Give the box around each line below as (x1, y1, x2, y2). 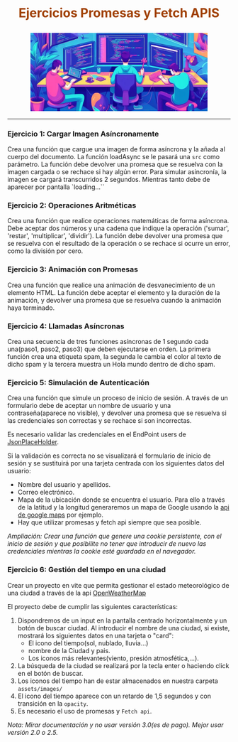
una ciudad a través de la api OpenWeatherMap (7, 588, 147, 597)
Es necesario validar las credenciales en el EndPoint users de (7, 430, 186, 439)
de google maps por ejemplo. (17, 510, 104, 520)
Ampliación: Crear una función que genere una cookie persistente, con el (7, 532, 222, 541)
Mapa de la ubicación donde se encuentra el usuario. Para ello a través (17, 495, 225, 504)
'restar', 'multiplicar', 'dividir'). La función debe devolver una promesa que (7, 232, 223, 240)
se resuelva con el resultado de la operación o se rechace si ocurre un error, (7, 240, 230, 248)
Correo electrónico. (17, 488, 75, 497)
